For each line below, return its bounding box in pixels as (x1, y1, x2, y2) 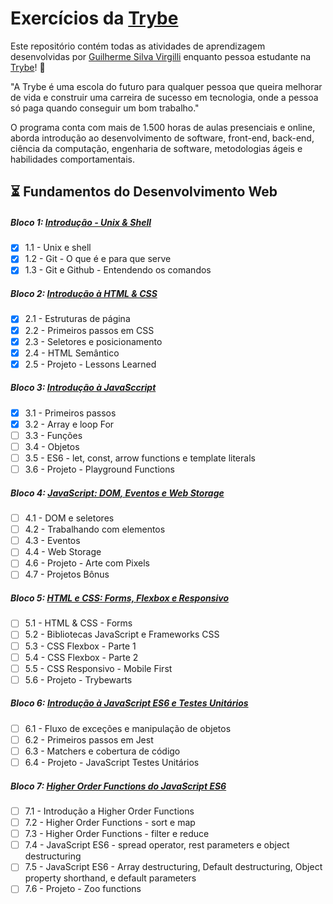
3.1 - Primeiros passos (24, 407, 117, 419)
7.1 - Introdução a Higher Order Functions (24, 805, 195, 817)
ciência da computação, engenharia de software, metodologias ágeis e (10, 142, 303, 154)
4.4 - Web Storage (24, 546, 102, 558)
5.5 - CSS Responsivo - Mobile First (24, 662, 173, 674)
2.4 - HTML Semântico (24, 347, 120, 359)
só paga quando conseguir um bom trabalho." (10, 102, 200, 114)
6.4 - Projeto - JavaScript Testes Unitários (24, 756, 200, 768)
